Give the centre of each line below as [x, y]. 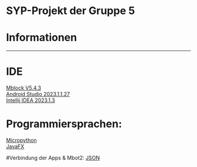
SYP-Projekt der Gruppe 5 [71, 11]
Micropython [21, 140]
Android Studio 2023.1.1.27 [38, 94]
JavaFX [15, 146]
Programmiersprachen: [64, 124]
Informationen [42, 38]
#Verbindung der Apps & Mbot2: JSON [53, 158]
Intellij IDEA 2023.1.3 [31, 100]
